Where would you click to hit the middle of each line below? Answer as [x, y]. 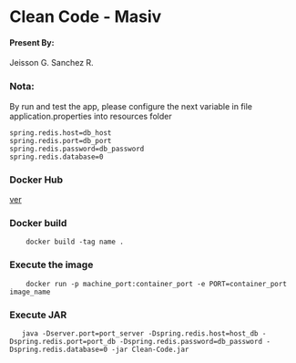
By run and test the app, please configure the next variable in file [131, 106]
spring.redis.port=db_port [61, 140]
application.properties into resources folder [91, 116]
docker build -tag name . [75, 242]
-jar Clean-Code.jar [150, 349]
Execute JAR [38, 315]
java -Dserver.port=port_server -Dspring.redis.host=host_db [140, 333]
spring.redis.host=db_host [61, 133]
